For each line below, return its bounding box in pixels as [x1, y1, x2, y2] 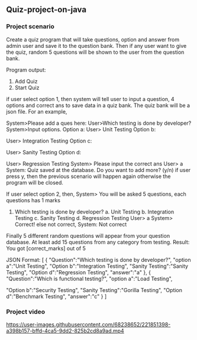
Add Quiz [14, 77, 38, 85]
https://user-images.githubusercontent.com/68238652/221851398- [6, 320, 171, 328]
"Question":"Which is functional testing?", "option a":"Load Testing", [6, 275, 173, 282]
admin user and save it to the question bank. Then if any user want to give [6, 42, 187, 49]
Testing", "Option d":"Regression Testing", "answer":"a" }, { [6, 268, 151, 276]
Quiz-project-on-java [6, 5, 87, 15]
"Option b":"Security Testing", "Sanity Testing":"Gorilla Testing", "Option [6, 286, 182, 293]
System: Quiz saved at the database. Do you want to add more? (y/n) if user [6, 166, 191, 173]
